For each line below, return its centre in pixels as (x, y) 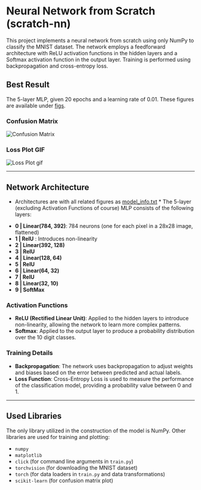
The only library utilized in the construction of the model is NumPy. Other (96, 431)
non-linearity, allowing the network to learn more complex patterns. (98, 324)
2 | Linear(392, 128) (40, 245)
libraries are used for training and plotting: (58, 437)
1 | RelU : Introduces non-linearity (56, 239)
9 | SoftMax (30, 290)
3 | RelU (25, 252)
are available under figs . (36, 106)
